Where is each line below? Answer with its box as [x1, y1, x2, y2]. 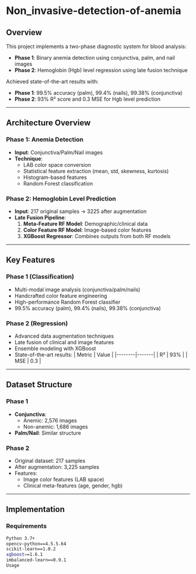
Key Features [6, 255, 55, 265]
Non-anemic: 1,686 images [23, 423, 89, 430]
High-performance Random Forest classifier [14, 298, 121, 305]
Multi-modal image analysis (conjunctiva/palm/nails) [14, 286, 141, 293]
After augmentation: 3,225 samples [14, 463, 100, 470]
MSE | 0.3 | [14, 357, 41, 364]
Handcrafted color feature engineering [14, 292, 107, 299]
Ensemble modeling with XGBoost [14, 345, 96, 352]
